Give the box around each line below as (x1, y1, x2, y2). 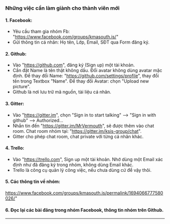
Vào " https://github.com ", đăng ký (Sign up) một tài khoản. (12, 62, 135, 68)
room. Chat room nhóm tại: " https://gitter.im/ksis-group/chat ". (12, 128, 142, 134)
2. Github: (5, 51, 27, 57)
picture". (12, 84, 31, 90)
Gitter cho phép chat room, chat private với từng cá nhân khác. (12, 133, 144, 139)
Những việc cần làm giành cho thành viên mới (5, 5, 120, 12)
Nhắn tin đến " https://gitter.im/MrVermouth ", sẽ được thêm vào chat (12, 123, 154, 129)
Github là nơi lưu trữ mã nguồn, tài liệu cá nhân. (12, 89, 111, 95)
